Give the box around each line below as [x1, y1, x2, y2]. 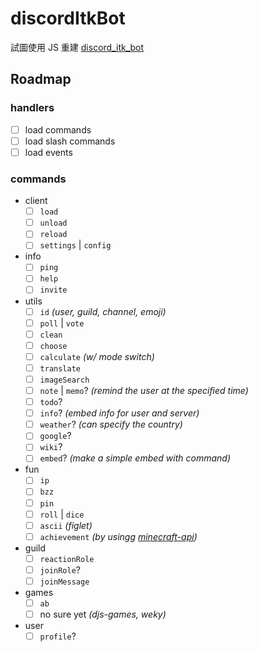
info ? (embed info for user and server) [39, 407, 200, 419]
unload [39, 218, 68, 229]
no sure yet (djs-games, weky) [39, 608, 167, 621]
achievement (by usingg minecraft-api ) [39, 530, 198, 542]
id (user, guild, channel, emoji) [39, 305, 167, 317]
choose [39, 341, 68, 351]
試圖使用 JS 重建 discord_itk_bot [10, 41, 145, 53]
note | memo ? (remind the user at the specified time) [39, 384, 249, 396]
